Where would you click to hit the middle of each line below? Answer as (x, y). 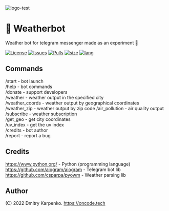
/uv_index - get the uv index (35, 124)
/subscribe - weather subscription (41, 114)
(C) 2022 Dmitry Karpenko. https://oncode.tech (56, 203)
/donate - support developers (36, 92)
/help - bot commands (29, 87)
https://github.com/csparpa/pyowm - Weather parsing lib (66, 175)
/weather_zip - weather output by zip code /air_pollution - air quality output (84, 108)
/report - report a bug (28, 135)
